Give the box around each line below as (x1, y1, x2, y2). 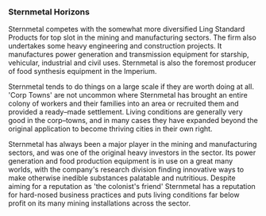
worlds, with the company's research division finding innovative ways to (8, 165, 245, 175)
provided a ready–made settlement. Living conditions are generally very (8, 107, 244, 117)
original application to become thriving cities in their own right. (8, 124, 213, 133)
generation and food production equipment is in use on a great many (8, 156, 233, 166)
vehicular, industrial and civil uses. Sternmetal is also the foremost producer (8, 58, 256, 67)
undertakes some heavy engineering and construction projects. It (8, 41, 222, 51)
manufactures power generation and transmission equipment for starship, (8, 50, 249, 60)
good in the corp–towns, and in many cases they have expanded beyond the (8, 116, 258, 125)
